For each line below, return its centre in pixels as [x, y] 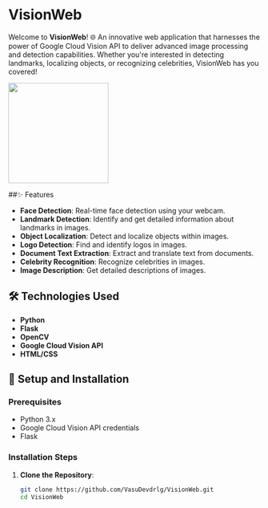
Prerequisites [35, 402]
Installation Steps [43, 457]
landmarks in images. [55, 227]
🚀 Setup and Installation [69, 379]
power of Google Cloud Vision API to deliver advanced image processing [128, 46]
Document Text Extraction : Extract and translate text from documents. [137, 253]
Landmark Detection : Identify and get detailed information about [127, 219]
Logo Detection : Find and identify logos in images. [104, 244]
